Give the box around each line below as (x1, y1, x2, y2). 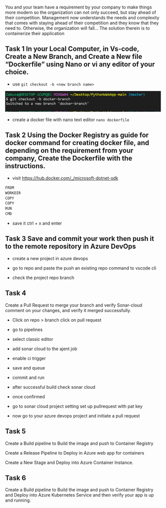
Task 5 (5, 427, 26, 436)
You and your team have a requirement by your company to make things (5, 4, 152, 10)
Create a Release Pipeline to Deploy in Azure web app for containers (5, 450, 145, 456)
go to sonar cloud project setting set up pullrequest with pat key (12, 403, 143, 409)
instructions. (5, 162, 46, 170)
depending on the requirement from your (5, 146, 133, 155)
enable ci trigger (12, 355, 46, 361)
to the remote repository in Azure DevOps (5, 242, 136, 251)
